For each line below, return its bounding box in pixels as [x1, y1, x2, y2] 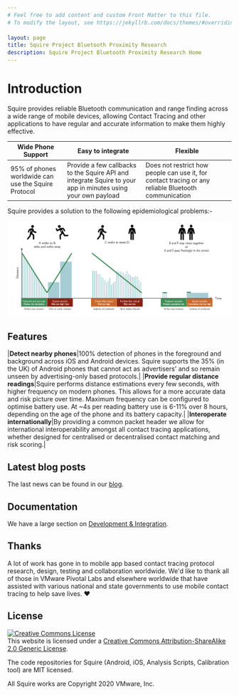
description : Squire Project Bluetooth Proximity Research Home [7, 49, 202, 56]
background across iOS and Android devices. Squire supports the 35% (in [7, 357, 224, 366]
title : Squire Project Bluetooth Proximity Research [7, 41, 167, 49]
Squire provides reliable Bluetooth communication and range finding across [7, 104, 229, 113]
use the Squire [10, 180, 53, 188]
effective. [7, 127, 36, 135]
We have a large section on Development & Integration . [7, 519, 169, 527]
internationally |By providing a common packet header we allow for [7, 418, 205, 426]
